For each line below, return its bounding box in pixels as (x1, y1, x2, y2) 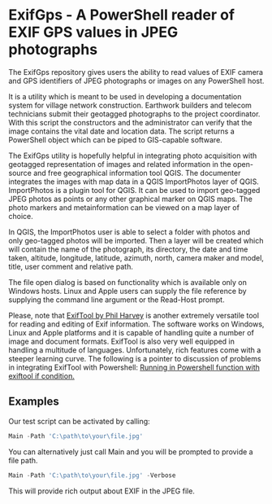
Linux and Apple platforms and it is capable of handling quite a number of (8, 327, 254, 337)
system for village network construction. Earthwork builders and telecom (8, 100, 252, 110)
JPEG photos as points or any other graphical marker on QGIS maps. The (8, 194, 253, 204)
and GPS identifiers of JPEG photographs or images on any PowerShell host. (8, 76, 265, 85)
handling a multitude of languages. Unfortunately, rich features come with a (8, 344, 261, 355)
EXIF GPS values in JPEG (8, 23, 179, 42)
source (8, 168, 32, 177)
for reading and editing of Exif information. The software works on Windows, (8, 319, 265, 329)
